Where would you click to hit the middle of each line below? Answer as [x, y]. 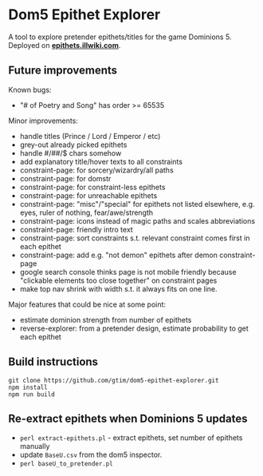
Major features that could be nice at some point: [87, 304]
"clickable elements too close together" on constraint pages [118, 280]
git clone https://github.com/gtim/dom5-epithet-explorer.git [114, 380]
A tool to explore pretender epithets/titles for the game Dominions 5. [120, 37]
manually [35, 446]
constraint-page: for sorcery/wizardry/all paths [96, 170]
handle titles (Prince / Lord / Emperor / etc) [90, 136]
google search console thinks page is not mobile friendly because [128, 272]
